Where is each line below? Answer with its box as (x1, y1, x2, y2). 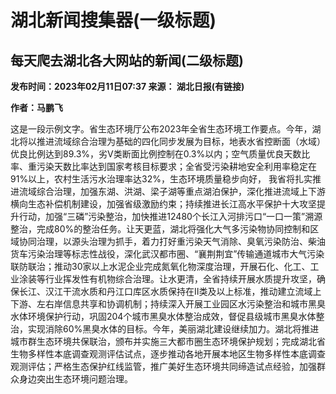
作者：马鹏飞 (10, 102, 63, 113)
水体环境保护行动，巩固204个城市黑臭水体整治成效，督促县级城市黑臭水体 (10, 311, 317, 322)
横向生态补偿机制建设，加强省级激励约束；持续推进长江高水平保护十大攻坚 (10, 198, 317, 210)
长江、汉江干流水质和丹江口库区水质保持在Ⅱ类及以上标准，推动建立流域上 (18, 286, 322, 297)
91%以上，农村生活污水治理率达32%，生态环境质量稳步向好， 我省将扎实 (10, 173, 313, 185)
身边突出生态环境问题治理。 (18, 373, 133, 385)
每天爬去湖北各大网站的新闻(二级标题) (10, 52, 244, 69)
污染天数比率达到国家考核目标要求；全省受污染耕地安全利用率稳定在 (36, 161, 317, 172)
